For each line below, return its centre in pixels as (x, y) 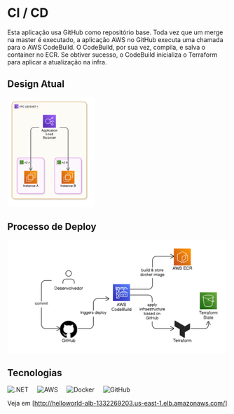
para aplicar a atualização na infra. (57, 62)
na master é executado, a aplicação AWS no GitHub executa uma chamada (115, 39)
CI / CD (28, 13)
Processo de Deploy (52, 227)
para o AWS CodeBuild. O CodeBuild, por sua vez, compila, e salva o (106, 47)
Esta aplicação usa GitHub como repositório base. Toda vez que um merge (115, 32)
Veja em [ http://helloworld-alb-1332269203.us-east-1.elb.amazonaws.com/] (117, 403)
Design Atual (36, 84)
